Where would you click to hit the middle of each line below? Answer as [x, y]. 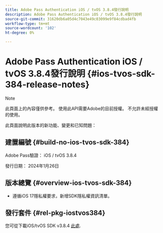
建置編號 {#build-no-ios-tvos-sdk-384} [67, 143]
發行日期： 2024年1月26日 [32, 166]
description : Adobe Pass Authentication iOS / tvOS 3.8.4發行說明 [74, 14]
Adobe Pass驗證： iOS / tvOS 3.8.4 [41, 155]
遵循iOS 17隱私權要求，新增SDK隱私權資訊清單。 [62, 196]
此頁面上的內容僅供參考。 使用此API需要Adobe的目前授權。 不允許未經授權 [82, 108]
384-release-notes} [48, 85]
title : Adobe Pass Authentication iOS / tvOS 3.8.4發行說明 [67, 10]
